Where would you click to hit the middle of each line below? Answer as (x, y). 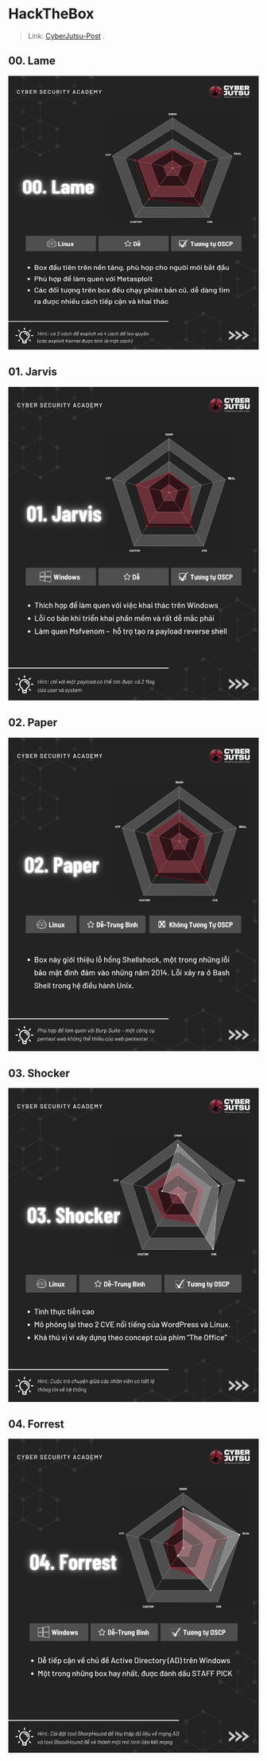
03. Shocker (39, 1074)
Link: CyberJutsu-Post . (66, 36)
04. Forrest (37, 1424)
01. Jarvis (33, 372)
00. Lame (32, 61)
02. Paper (33, 722)
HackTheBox (51, 14)
